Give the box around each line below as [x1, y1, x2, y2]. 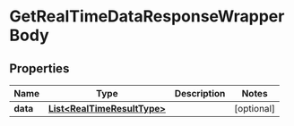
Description [174, 88, 226, 99]
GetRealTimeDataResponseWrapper [9, 6, 285, 27]
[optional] [234, 103, 276, 114]
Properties [9, 61, 70, 76]
